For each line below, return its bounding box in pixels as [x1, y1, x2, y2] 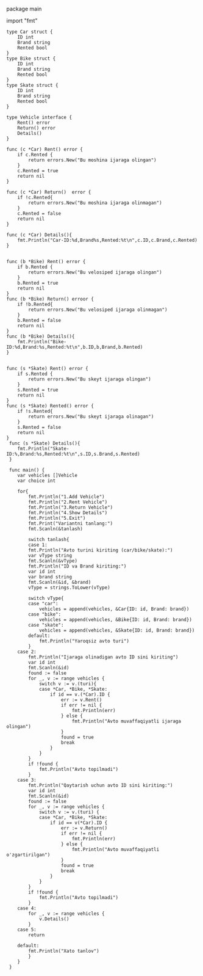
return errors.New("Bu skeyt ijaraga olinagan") [28, 413, 154, 420]
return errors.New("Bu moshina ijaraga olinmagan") [28, 200, 163, 206]
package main [6, 5, 42, 12]
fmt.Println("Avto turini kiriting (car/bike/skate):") [28, 547, 173, 553]
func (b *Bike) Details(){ [6, 333, 75, 340]
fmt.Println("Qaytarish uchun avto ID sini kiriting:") [28, 782, 173, 788]
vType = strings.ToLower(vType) [28, 585, 111, 591]
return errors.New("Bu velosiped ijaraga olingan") [28, 269, 163, 275]
